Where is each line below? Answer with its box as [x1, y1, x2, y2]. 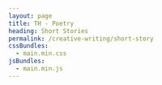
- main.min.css [15, 49, 67, 57]
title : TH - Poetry [8, 19, 75, 28]
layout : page [8, 11, 53, 20]
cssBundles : [8, 42, 49, 50]
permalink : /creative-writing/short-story [8, 34, 154, 43]
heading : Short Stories [8, 27, 89, 35]
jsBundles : [8, 57, 45, 66]
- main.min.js [15, 65, 63, 73]
